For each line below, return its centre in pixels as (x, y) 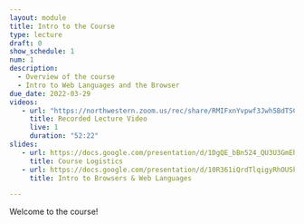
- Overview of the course (66, 77)
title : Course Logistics (76, 161)
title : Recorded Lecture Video (88, 119)
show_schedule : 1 (42, 52)
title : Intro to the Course (62, 26)
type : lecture (36, 34)
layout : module (38, 18)
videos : (24, 102)
